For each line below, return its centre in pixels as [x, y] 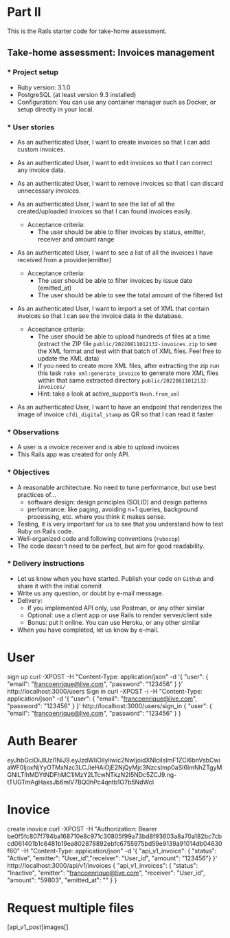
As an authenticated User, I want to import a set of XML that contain [113, 308]
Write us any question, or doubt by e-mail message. [90, 593]
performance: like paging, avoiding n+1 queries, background [112, 509]
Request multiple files [71, 907]
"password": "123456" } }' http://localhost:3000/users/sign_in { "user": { [110, 705]
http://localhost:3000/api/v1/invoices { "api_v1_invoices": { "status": [102, 865]
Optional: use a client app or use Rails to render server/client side [120, 615]
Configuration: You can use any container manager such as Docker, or [116, 102]
